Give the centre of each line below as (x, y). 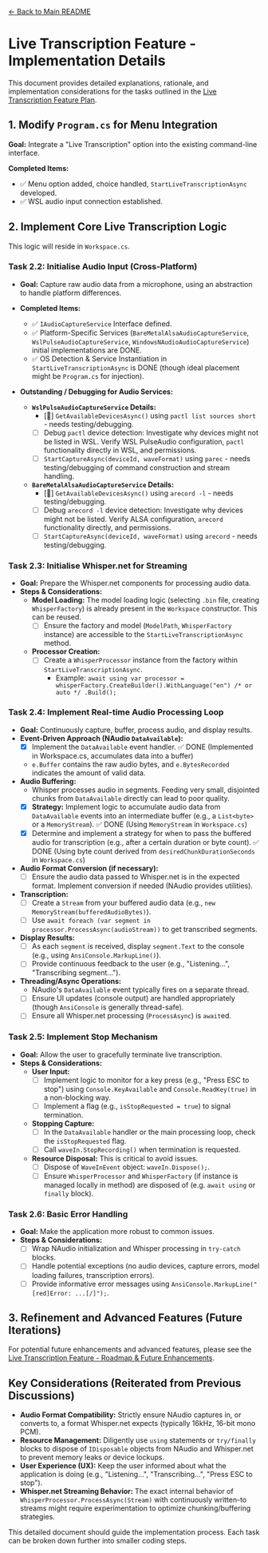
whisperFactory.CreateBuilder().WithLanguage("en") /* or (154, 685)
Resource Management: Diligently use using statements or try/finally (138, 1440)
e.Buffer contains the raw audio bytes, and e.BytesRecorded (130, 764)
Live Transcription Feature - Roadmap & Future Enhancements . (112, 1358)
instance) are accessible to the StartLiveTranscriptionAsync (143, 635)
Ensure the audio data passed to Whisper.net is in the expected (136, 877)
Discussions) (41, 1395)
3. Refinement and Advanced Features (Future (126, 1318)
